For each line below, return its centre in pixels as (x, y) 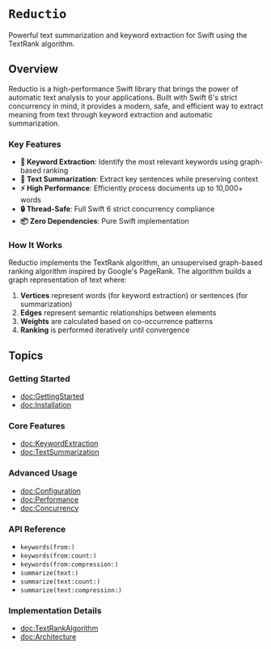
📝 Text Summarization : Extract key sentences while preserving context (139, 179)
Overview (34, 69)
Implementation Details (55, 610)
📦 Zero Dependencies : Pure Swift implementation (104, 221)
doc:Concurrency (49, 508)
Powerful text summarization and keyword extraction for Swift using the (128, 35)
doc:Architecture (48, 637)
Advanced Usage (43, 473)
